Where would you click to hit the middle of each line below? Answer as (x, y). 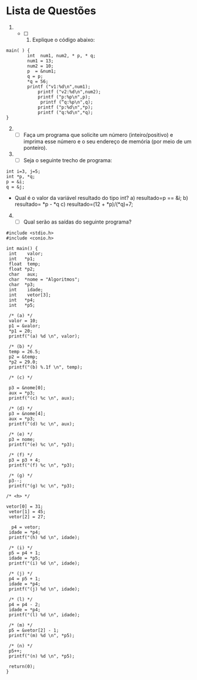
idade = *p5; (25, 559)
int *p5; (22, 305)
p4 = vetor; (26, 527)
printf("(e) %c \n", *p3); (42, 445)
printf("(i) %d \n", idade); (44, 564)
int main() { (22, 249)
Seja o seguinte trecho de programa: (68, 160)
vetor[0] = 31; (25, 507)
